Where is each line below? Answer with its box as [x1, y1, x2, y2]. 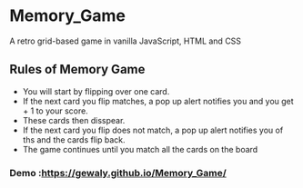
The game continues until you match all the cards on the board [22, 143, 258, 154]
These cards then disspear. [22, 114, 126, 125]
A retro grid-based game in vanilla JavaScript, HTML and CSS [9, 35, 242, 46]
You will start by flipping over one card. [22, 85, 170, 96]
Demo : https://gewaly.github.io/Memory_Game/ [9, 166, 227, 179]
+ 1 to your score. [22, 105, 88, 116]
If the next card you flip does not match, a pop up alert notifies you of [22, 124, 284, 135]
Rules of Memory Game [9, 62, 146, 77]
